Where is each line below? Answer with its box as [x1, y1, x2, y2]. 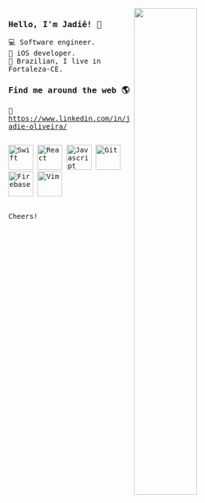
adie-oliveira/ [8, 121, 68, 131]
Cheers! [8, 212, 38, 221]
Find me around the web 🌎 [8, 85, 130, 96]
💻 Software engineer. [8, 38, 96, 47]
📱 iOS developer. [8, 49, 76, 58]
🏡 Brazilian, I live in [8, 57, 101, 66]
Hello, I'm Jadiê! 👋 [8, 19, 102, 30]
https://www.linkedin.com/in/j [8, 113, 131, 123]
